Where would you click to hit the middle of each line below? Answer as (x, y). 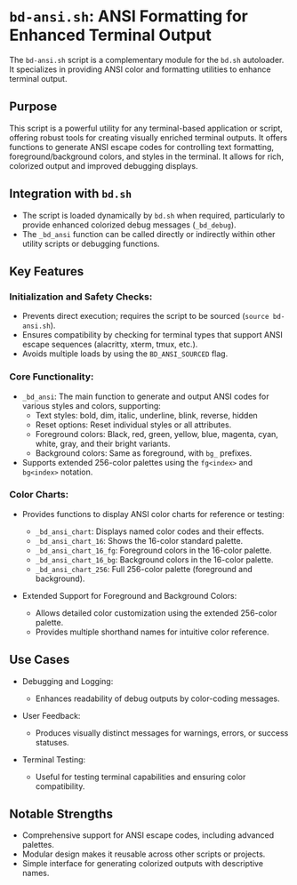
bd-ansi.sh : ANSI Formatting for (129, 16)
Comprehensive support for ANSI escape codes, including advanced (148, 835)
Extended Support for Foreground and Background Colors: (129, 595)
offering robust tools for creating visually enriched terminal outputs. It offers (148, 137)
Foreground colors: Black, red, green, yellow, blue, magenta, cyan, (157, 434)
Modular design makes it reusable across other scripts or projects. (144, 854)
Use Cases (40, 660)
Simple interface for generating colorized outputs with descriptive (143, 864)
